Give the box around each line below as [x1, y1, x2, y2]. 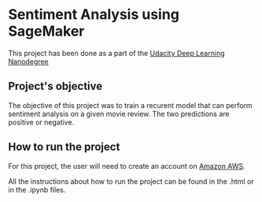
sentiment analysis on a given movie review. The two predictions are [8, 109, 230, 118]
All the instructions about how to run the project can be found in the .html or [8, 176, 254, 186]
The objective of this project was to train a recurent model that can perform [8, 100, 253, 110]
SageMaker [8, 22, 85, 40]
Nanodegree [8, 57, 49, 66]
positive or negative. [8, 117, 75, 127]
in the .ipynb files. [8, 185, 66, 194]
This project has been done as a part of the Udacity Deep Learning [8, 48, 225, 58]
